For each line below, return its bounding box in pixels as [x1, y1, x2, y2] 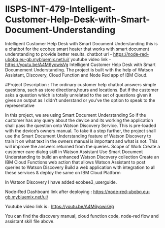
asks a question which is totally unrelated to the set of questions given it [5, 92, 152, 98]
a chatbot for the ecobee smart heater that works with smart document [5, 46, 149, 52]
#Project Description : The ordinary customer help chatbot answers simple [5, 81, 157, 87]
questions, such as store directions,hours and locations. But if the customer [5, 87, 159, 93]
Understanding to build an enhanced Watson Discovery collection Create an [5, 154, 159, 160]
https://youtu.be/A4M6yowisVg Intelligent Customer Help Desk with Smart [5, 62, 156, 67]
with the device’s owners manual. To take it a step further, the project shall [5, 128, 156, 133]
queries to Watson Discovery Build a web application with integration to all [5, 164, 156, 170]
